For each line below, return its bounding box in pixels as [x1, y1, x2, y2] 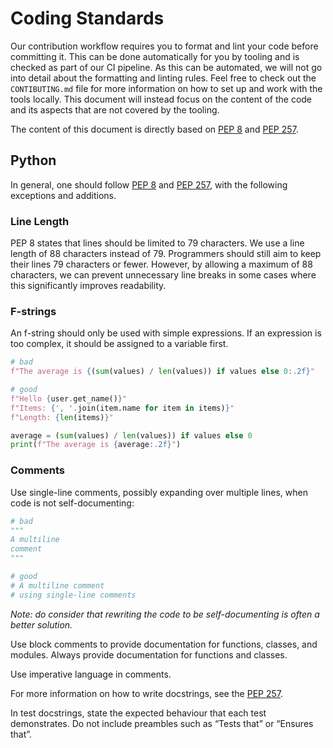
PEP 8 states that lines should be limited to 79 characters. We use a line [10, 237, 305, 249]
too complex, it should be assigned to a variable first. [10, 338, 229, 350]
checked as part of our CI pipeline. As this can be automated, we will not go [10, 61, 323, 73]
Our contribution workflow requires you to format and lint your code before [10, 40, 319, 52]
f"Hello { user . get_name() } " [10, 393, 128, 404]
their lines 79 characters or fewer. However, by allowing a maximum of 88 [10, 258, 313, 271]
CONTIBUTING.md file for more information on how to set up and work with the [10, 82, 323, 94]
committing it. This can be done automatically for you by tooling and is [10, 50, 300, 62]
